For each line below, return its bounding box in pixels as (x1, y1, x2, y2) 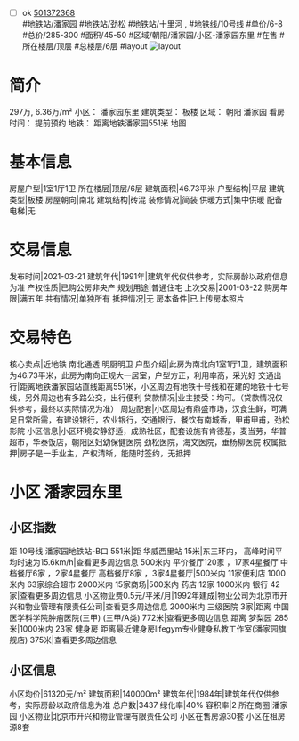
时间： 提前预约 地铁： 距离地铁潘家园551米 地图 (9, 117, 187, 128)
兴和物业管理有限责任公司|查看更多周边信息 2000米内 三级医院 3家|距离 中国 (9, 600, 289, 612)
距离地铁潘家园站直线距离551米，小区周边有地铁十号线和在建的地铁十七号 (19, 381, 289, 391)
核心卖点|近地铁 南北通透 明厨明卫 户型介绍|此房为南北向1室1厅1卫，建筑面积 (9, 358, 288, 369)
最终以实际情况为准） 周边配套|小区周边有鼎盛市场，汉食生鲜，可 (39, 403, 279, 414)
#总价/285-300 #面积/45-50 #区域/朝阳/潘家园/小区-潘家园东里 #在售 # (21, 30, 285, 41)
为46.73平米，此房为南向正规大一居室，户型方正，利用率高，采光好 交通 (9, 369, 274, 381)
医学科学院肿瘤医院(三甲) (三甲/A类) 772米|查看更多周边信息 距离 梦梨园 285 (9, 612, 289, 623)
